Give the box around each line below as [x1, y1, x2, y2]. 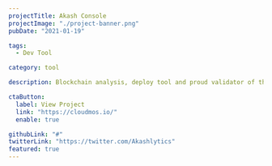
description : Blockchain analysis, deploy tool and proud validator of [8, 79, 255, 87]
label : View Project [15, 100, 85, 109]
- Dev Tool [15, 49, 53, 57]
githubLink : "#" [8, 130, 63, 138]
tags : [8, 41, 27, 49]
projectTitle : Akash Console [8, 11, 107, 20]
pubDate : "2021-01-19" [8, 27, 85, 35]
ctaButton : [8, 93, 45, 101]
